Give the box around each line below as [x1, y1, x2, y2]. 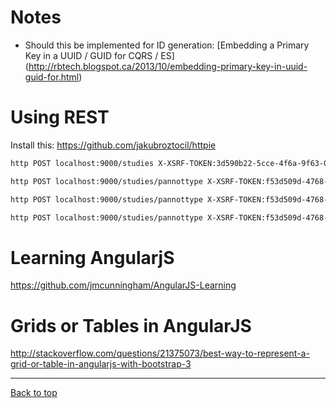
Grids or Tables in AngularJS [10, 314, 252, 337]
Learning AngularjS [10, 246, 175, 269]
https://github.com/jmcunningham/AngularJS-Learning [10, 279, 237, 291]
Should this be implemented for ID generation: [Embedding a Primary [24, 39, 310, 51]
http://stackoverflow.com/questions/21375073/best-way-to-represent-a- [10, 347, 310, 360]
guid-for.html [24, 71, 80, 83]
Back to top [10, 387, 58, 399]
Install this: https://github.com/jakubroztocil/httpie [10, 139, 217, 151]
